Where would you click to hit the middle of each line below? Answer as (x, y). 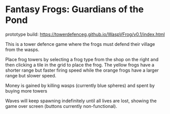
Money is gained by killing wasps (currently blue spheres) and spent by (80, 85)
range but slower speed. (31, 75)
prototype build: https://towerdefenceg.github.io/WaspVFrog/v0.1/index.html (85, 34)
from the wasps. (22, 49)
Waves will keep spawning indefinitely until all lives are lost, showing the (81, 101)
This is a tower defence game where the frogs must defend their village (80, 44)
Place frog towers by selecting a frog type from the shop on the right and (82, 59)
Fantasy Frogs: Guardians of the (75, 9)
